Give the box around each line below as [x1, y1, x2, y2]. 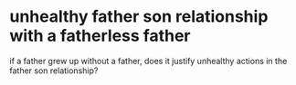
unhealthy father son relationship [9, 6, 269, 27]
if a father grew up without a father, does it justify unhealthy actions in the [9, 55, 288, 66]
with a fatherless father [9, 25, 191, 46]
